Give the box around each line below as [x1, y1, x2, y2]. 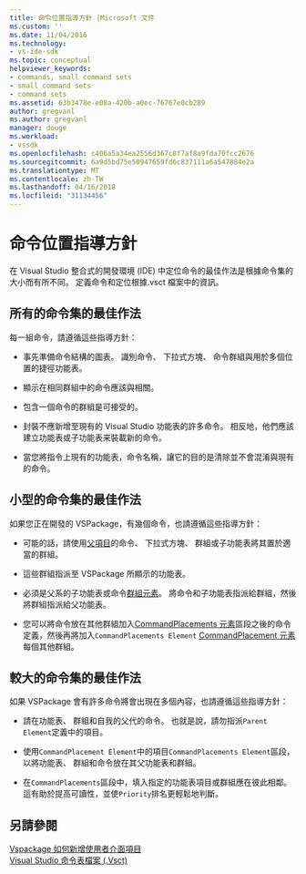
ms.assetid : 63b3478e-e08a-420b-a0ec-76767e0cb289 [9, 98, 206, 108]
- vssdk [9, 140, 39, 149]
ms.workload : [9, 132, 59, 141]
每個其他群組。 [22, 641, 79, 652]
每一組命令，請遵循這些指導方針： [9, 332, 138, 343]
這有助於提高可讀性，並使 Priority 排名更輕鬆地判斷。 [22, 788, 224, 799]
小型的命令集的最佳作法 [9, 492, 141, 508]
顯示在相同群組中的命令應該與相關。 [22, 382, 159, 393]
